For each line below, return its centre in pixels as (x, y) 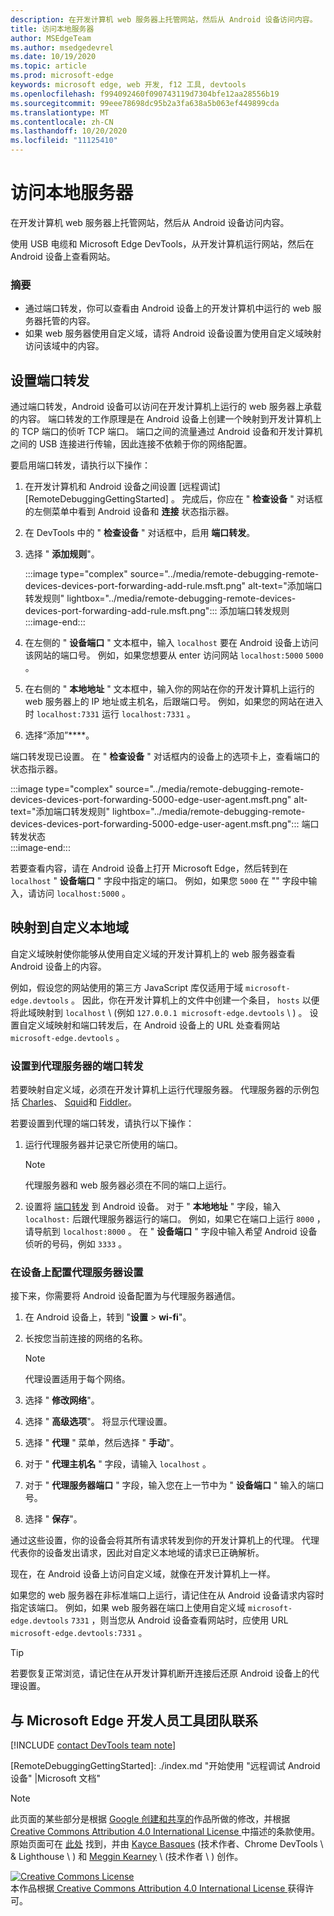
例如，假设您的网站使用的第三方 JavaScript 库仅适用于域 (127, 987)
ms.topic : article (48, 66)
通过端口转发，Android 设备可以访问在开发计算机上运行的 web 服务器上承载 (166, 407)
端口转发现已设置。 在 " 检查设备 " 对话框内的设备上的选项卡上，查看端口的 (165, 757)
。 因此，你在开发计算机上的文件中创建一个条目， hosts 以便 (195, 1000)
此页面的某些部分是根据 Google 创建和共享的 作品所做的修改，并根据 (150, 1819)
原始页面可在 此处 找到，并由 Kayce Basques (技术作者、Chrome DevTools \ (167, 1844)
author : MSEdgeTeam (51, 38)
